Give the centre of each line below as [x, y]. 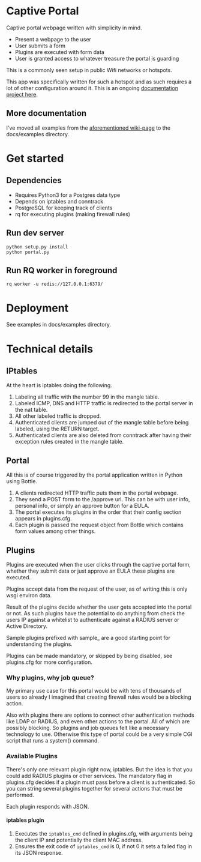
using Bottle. [22, 481]
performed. [20, 795]
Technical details [50, 349]
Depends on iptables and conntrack [59, 201]
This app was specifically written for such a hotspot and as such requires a [99, 82]
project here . [22, 94]
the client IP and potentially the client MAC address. [79, 840]
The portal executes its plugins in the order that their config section [98, 512]
